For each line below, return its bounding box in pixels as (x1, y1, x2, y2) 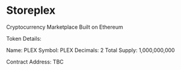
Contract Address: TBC (6, 58, 64, 65)
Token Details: (6, 35, 42, 42)
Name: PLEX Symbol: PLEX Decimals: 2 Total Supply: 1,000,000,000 (6, 46, 176, 54)
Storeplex (6, 4, 56, 17)
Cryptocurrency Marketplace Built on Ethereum (6, 23, 123, 31)
